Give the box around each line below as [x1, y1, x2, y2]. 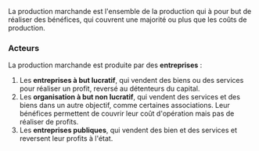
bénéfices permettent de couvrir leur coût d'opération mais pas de [19, 109, 235, 118]
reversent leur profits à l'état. [19, 134, 113, 143]
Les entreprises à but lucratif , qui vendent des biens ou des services [19, 76, 244, 85]
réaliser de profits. [19, 117, 79, 127]
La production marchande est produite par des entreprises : [8, 60, 203, 70]
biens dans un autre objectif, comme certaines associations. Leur [19, 101, 230, 110]
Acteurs [8, 42, 40, 53]
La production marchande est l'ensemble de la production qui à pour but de [8, 7, 252, 16]
